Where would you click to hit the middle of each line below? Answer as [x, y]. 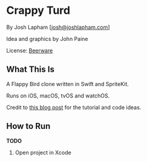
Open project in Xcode [43, 152]
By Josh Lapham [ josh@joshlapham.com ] [58, 27]
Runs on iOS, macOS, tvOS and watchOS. [58, 95]
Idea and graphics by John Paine [47, 39]
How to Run [28, 126]
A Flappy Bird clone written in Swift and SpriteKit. [67, 84]
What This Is [30, 70]
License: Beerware [30, 50]
